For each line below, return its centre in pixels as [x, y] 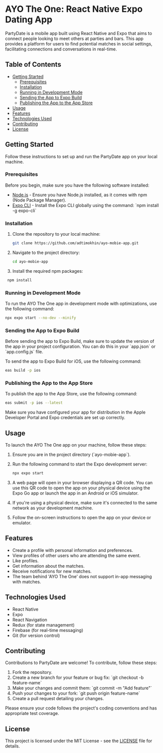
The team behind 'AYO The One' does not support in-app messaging [82, 576]
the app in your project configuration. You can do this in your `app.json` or [80, 346]
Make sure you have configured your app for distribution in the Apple [75, 412]
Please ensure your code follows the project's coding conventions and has [81, 708]
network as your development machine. [53, 508]
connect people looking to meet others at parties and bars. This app [74, 39]
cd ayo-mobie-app [30, 262]
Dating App [29, 20]
